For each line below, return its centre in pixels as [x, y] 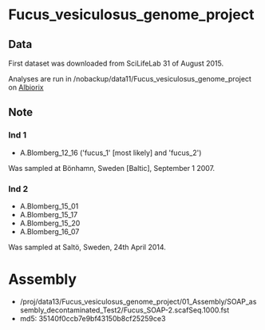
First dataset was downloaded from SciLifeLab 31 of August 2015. [116, 63]
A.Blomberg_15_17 [49, 214]
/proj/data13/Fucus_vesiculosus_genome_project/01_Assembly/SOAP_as [138, 301]
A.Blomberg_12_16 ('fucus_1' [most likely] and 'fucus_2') [111, 153]
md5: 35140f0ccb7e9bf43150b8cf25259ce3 [93, 318]
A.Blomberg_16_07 [49, 231]
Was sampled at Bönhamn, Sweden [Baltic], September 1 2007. [112, 168]
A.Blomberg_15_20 [50, 223]
